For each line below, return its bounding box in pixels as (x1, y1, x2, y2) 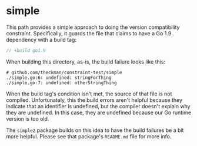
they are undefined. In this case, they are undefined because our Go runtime (6, 109, 192, 116)
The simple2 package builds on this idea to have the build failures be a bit (6, 127, 184, 134)
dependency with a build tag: (6, 36, 76, 43)
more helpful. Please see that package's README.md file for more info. (6, 132, 172, 140)
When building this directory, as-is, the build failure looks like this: (6, 58, 166, 65)
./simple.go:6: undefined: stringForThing (6, 75, 112, 81)
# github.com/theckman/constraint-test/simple (6, 69, 122, 75)
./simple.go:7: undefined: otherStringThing (6, 79, 117, 86)
